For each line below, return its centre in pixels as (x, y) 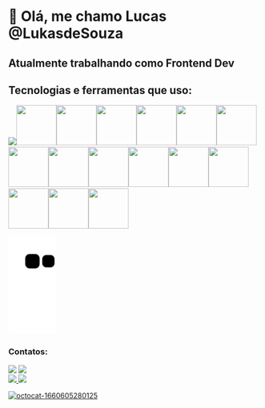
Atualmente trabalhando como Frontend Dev (121, 63)
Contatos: (28, 352)
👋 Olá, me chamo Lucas (87, 16)
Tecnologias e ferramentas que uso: (100, 90)
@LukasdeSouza (66, 33)
